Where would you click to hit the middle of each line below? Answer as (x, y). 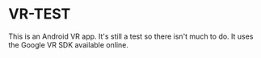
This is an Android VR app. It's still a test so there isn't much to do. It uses (131, 36)
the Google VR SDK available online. (69, 44)
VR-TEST (40, 14)
